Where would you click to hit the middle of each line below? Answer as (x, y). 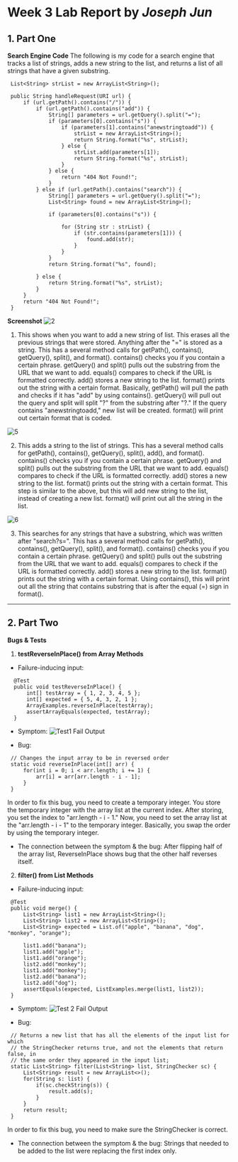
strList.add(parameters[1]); (117, 152)
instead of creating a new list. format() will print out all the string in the (120, 498)
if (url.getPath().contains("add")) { (93, 109)
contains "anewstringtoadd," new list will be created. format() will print (120, 410)
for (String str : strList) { (106, 227)
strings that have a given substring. (59, 71)
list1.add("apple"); (53, 952)
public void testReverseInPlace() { (68, 687)
